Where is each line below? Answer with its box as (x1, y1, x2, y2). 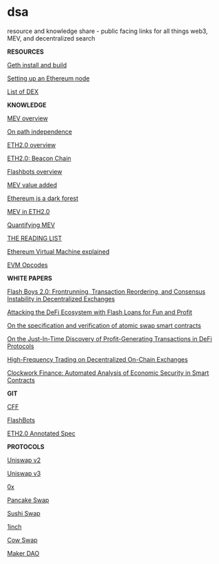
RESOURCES (7, 47, 45, 56)
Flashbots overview (7, 167, 62, 175)
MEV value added (7, 180, 57, 189)
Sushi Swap (7, 509, 41, 517)
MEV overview (7, 114, 48, 122)
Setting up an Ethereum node (7, 74, 90, 83)
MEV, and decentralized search (7, 34, 95, 42)
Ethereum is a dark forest (7, 194, 79, 202)
